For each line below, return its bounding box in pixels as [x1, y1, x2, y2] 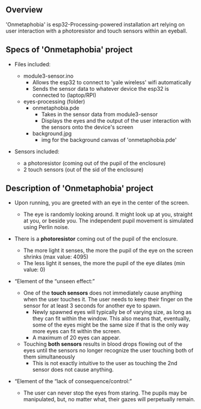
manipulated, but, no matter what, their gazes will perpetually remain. [23, 396, 196, 403]
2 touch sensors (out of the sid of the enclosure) [23, 165, 144, 173]
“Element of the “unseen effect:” [14, 278, 95, 285]
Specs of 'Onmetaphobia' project [5, 45, 133, 55]
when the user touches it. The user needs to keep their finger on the [23, 296, 193, 303]
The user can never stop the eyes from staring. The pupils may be [23, 389, 187, 396]
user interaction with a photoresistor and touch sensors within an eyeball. [5, 27, 188, 34]
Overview [5, 5, 43, 15]
